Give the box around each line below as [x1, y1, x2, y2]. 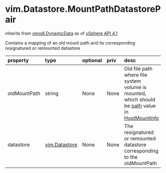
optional [82, 57, 102, 64]
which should [124, 96, 156, 103]
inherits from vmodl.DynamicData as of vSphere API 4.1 [5, 30, 118, 36]
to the [124, 153, 138, 160]
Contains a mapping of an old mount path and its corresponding [5, 40, 135, 45]
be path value [124, 102, 156, 109]
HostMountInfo [124, 115, 159, 122]
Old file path [124, 65, 153, 72]
